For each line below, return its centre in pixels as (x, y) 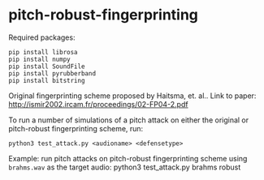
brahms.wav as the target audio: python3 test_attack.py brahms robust (125, 167)
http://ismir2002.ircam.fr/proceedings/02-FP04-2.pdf (98, 104)
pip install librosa (43, 52)
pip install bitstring (47, 80)
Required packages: (42, 37)
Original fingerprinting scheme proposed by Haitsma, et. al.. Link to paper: (132, 96)
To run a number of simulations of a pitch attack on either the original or (129, 120)
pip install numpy (39, 59)
